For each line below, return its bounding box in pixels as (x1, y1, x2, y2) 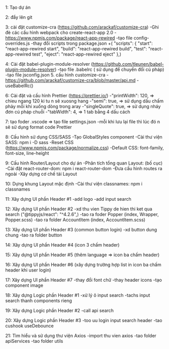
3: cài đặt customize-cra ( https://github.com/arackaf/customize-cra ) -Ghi (5, 24, 159, 30)
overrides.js (5, 40, 30, 46)
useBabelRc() (5, 83, 33, 89)
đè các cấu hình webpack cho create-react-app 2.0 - (5, 30, 117, 35)
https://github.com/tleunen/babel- (92, 61, 164, 67)
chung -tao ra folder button (5, 232, 62, 238)
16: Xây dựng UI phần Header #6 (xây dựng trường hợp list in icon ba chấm (5, 262, 161, 267)
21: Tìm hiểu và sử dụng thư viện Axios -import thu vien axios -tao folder (5, 333, 156, 338)
